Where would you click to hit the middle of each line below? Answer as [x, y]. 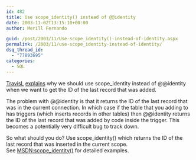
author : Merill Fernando [37, 28]
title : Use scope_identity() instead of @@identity [71, 17]
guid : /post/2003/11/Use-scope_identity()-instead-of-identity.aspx [92, 39]
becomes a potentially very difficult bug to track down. [73, 126]
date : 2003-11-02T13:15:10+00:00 [47, 23]
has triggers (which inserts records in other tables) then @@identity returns [98, 114]
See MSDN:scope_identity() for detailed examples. [68, 150]
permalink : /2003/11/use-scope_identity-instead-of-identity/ [84, 44]
